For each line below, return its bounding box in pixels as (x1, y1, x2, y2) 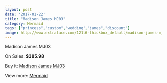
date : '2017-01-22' (5, 12, 46, 17)
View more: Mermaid (5, 73, 48, 78)
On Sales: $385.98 (5, 53, 45, 59)
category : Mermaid (5, 21, 43, 26)
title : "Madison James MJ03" (5, 16, 66, 21)
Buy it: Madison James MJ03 (5, 63, 65, 69)
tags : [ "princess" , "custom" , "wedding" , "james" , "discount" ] (5, 26, 130, 31)
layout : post (5, 7, 32, 12)
